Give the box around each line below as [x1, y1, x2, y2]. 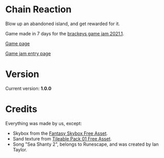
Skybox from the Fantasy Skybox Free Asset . [12, 130, 108, 136]
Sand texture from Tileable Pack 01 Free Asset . [12, 135, 112, 142]
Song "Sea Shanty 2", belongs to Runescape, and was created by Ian [12, 141, 159, 147]
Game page [5, 40, 30, 47]
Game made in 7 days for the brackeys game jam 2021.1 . [5, 30, 125, 36]
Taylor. [12, 146, 27, 152]
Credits [5, 104, 37, 115]
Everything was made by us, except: [5, 120, 82, 126]
